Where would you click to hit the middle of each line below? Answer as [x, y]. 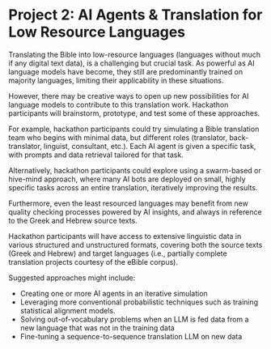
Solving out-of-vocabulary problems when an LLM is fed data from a [134, 319]
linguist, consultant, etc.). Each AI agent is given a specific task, [150, 146]
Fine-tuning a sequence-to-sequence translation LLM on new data [131, 336]
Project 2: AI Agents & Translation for [135, 15]
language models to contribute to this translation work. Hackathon [119, 104]
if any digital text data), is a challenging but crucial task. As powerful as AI [131, 63]
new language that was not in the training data [97, 328]
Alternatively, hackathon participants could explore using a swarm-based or [135, 170]
